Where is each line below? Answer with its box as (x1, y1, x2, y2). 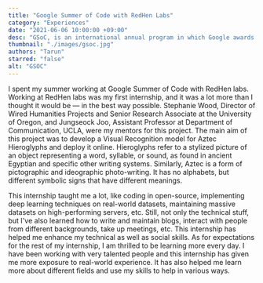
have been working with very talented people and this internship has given (8, 249, 250, 259)
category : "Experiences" (8, 19, 89, 27)
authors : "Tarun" (8, 48, 65, 56)
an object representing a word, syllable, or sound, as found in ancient (8, 151, 232, 160)
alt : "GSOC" (8, 63, 47, 71)
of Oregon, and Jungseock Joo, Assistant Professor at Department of (8, 117, 233, 126)
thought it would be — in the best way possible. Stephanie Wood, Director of (8, 100, 256, 110)
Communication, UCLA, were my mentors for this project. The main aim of (8, 125, 247, 135)
